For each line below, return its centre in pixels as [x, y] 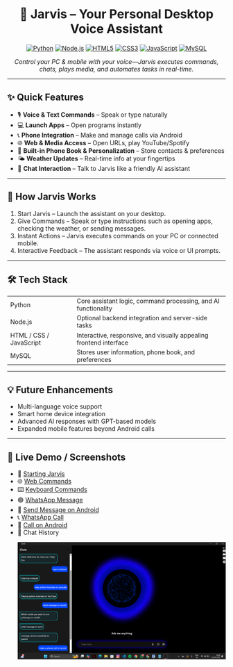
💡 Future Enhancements [60, 389]
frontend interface [103, 343]
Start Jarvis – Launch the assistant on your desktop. [92, 213]
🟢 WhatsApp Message [50, 500]
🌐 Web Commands [44, 481]
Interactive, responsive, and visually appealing [143, 335]
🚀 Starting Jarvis [41, 474]
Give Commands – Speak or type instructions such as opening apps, [115, 221]
